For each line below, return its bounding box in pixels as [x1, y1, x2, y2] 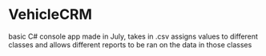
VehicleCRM [8, 6, 92, 24]
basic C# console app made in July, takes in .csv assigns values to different [8, 32, 259, 41]
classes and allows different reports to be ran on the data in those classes [8, 39, 252, 49]
